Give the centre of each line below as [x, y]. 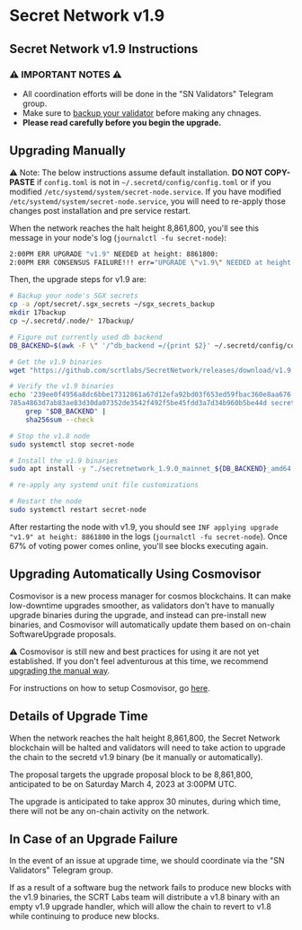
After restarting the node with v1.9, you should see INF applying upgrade [144, 527]
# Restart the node [46, 501]
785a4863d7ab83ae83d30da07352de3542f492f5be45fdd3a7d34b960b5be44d [138, 403]
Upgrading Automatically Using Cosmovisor [135, 575]
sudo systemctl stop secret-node [72, 444]
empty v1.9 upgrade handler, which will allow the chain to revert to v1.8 [140, 907]
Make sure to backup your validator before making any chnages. [142, 112]
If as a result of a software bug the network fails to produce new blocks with [151, 888]
